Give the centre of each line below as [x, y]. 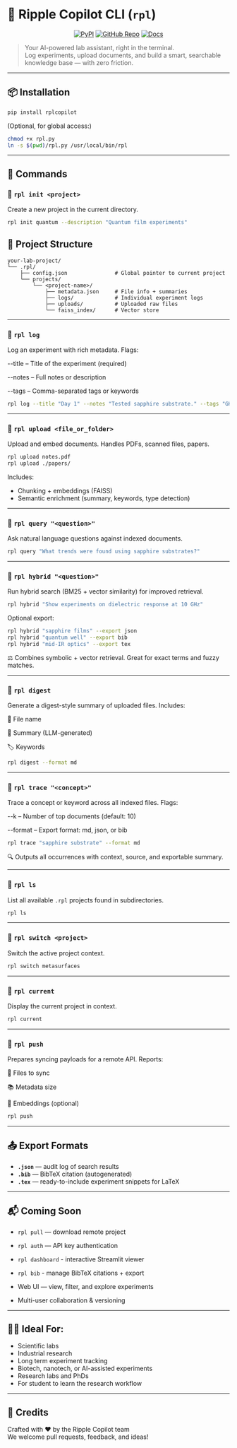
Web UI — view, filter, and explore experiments [85, 1286]
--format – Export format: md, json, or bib [67, 830]
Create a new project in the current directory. [73, 210]
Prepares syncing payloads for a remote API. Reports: [85, 1059]
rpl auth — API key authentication [68, 1245]
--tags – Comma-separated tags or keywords [73, 391]
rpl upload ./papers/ [39, 464]
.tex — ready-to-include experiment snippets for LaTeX [98, 1181]
